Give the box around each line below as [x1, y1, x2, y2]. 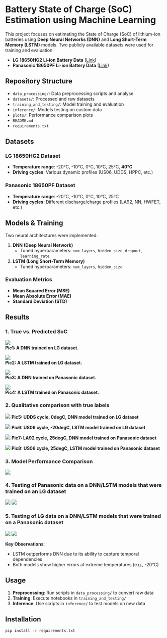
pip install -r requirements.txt [5, 628, 75, 633]
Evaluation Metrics [5, 276, 52, 283]
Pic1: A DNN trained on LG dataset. [5, 345, 79, 351]
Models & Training [5, 219, 63, 227]
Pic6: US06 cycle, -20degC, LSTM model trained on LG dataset [11, 424, 146, 430]
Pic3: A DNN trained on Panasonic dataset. [5, 374, 97, 380]
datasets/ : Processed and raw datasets [12, 96, 95, 102]
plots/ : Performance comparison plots [12, 112, 93, 118]
